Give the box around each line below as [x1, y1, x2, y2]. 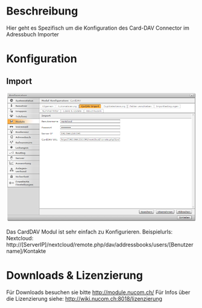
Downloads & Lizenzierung [6, 269, 144, 283]
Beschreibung [6, 4, 78, 18]
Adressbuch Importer [6, 30, 59, 38]
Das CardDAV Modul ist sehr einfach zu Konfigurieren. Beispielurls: [6, 228, 173, 235]
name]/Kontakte [6, 247, 46, 255]
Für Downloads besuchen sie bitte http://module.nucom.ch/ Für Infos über [6, 289, 191, 296]
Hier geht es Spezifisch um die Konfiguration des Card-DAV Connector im [6, 24, 190, 31]
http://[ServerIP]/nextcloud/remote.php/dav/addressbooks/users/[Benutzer [6, 241, 194, 249]
